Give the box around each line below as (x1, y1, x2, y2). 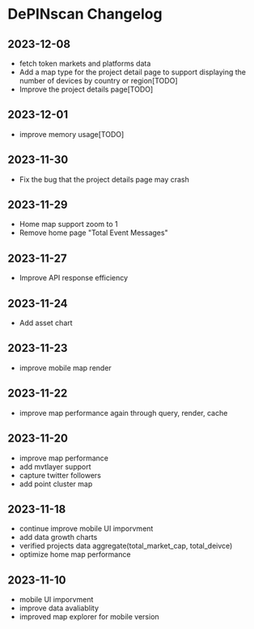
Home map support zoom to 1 (19, 220, 118, 229)
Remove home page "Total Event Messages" (19, 228, 168, 237)
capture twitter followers (19, 470, 102, 480)
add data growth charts (19, 533, 98, 542)
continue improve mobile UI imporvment (19, 524, 154, 533)
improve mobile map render (19, 362, 112, 373)
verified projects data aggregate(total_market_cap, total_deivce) (19, 541, 233, 551)
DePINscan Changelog (7, 5, 163, 24)
